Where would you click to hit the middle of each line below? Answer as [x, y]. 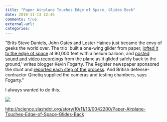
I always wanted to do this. [33, 90]
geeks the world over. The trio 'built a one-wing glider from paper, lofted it [82, 48]
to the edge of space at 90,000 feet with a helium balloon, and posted [77, 54]
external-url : [20, 24]
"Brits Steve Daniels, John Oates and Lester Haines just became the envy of [83, 43]
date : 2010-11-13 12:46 [30, 15]
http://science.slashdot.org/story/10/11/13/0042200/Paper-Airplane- [75, 109]
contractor [16, 75]
